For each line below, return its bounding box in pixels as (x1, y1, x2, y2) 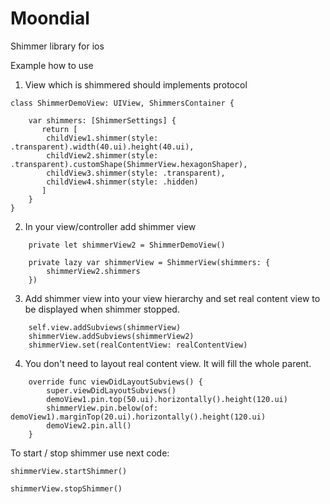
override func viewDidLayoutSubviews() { (28, 377, 203, 387)
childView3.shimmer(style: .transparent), (46, 168, 226, 178)
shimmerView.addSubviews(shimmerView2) (28, 331, 195, 341)
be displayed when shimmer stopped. (24, 303, 180, 315)
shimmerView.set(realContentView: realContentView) (28, 340, 248, 350)
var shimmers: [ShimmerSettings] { (28, 115, 177, 126)
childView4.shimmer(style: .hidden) (46, 177, 199, 187)
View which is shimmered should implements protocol (24, 78, 248, 91)
